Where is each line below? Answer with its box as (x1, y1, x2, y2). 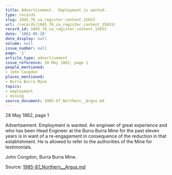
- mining (5, 93, 24, 99)
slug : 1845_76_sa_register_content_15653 (5, 17, 95, 22)
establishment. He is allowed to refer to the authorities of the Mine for (5, 139, 152, 145)
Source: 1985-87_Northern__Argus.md (5, 164, 86, 170)
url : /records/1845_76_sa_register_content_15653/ (5, 22, 116, 27)
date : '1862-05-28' (5, 31, 47, 36)
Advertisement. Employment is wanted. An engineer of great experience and (5, 122, 167, 128)
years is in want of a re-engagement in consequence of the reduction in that (5, 133, 167, 139)
